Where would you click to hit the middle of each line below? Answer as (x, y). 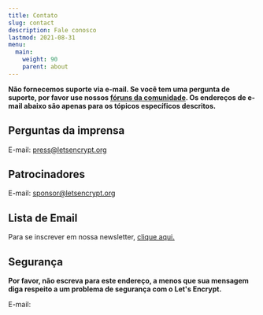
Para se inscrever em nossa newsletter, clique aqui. (91, 237)
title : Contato (33, 15)
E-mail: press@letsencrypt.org (58, 150)
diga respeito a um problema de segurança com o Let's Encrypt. (115, 289)
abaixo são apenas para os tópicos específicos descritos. (120, 106)
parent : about (45, 67)
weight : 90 (40, 60)
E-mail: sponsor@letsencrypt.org (62, 193)
